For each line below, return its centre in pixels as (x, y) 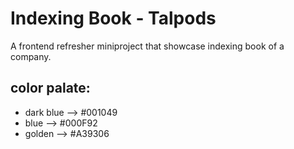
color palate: (50, 88)
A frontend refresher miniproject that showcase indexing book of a (147, 46)
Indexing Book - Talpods (113, 18)
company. (31, 56)
